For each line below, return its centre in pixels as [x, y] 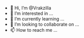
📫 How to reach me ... [34, 30]
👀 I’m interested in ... [32, 13]
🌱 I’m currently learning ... [37, 19]
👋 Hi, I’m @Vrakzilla [31, 8]
